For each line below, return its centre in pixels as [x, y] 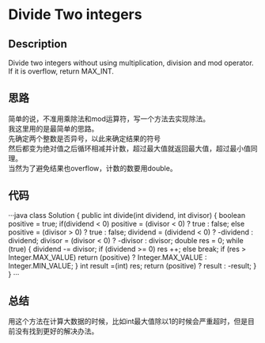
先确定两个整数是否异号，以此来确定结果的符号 [84, 138]
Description [38, 44]
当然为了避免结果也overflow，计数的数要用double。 [93, 168]
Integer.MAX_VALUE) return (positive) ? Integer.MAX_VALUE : [108, 257]
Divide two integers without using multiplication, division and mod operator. [131, 63]
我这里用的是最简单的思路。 [53, 128]
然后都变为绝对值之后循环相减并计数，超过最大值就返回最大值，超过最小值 [129, 148]
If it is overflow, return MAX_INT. [61, 71]
